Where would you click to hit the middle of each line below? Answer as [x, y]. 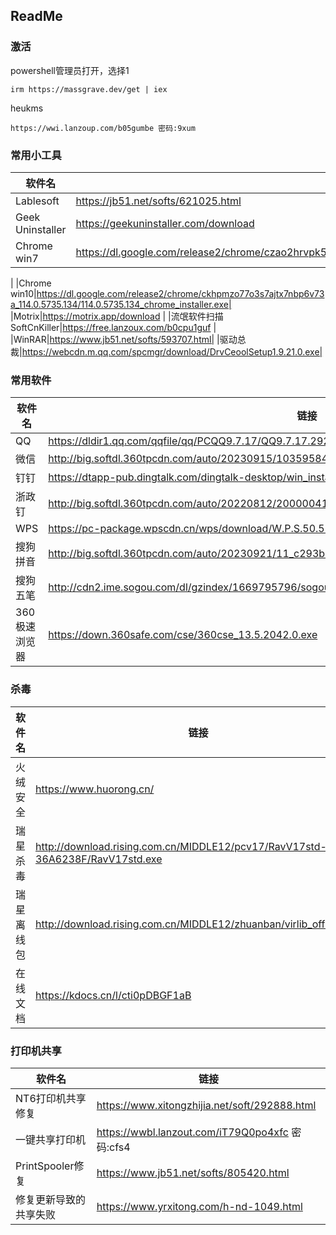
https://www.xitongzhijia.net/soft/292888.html [206, 1105]
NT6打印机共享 [51, 1098]
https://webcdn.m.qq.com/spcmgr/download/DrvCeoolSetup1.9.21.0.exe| [172, 351]
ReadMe [36, 16]
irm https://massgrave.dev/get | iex [89, 89]
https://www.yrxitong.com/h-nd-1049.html [199, 1206]
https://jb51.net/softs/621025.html [158, 201]
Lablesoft [37, 201]
